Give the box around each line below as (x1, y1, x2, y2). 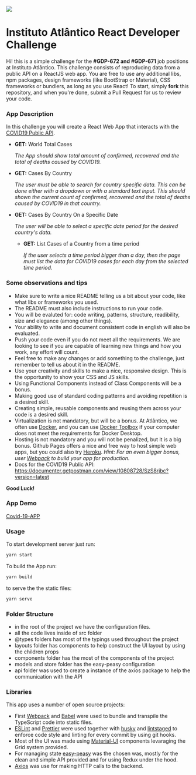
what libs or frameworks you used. (14, 298, 98, 306)
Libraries (6, 687, 32, 696)
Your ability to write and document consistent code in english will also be (14, 323, 191, 330)
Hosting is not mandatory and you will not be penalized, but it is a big (14, 435, 181, 443)
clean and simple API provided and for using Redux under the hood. (14, 756, 178, 763)
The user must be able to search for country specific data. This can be (14, 181, 186, 188)
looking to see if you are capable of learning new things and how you (14, 342, 181, 349)
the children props (14, 648, 59, 655)
